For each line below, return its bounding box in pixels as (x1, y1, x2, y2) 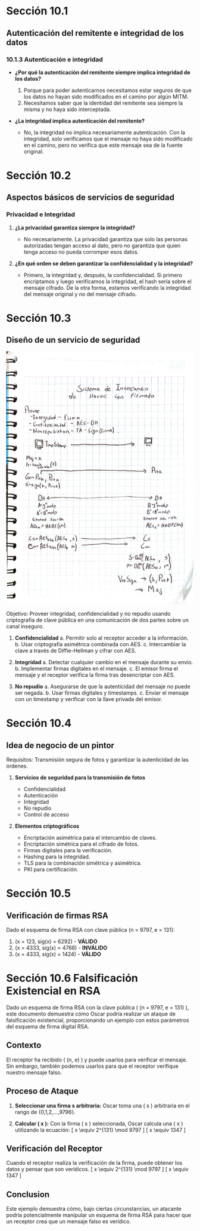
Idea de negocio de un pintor (6, 740, 115, 750)
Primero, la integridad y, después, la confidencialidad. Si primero (23, 271, 183, 278)
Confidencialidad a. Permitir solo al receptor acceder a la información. (14, 634, 189, 641)
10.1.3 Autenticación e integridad (6, 55, 103, 63)
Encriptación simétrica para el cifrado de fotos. (23, 840, 139, 848)
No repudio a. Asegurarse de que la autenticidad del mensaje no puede (14, 683, 190, 690)
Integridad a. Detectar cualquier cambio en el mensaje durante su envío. (14, 659, 193, 666)
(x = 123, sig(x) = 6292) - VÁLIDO (14, 938, 98, 945)
